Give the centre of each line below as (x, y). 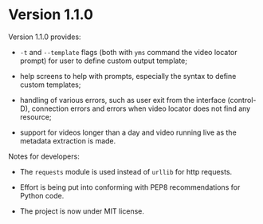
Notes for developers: (44, 156)
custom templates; (50, 84)
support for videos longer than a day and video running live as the (128, 132)
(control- (242, 100)
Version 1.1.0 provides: (45, 37)
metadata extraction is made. (68, 140)
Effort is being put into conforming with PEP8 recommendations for (130, 187)
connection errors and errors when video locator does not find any (141, 108)
